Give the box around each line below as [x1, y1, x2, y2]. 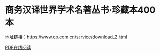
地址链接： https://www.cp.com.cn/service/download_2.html [5, 34, 127, 40]
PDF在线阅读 [5, 44, 31, 50]
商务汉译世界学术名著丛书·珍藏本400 [5, 4, 156, 16]
